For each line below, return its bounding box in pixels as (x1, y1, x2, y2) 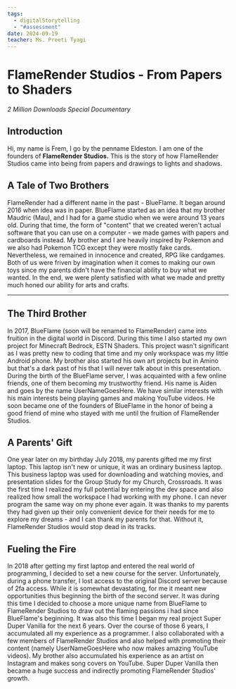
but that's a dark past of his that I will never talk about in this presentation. (7, 364, 222, 372)
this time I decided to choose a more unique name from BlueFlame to (7, 600, 207, 608)
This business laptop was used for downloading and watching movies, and (7, 470, 223, 479)
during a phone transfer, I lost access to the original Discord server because (7, 577, 228, 585)
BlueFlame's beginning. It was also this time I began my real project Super (7, 614, 221, 623)
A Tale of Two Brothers (7, 180, 110, 192)
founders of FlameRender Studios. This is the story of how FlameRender (7, 151, 219, 160)
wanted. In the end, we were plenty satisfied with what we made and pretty (7, 273, 225, 282)
